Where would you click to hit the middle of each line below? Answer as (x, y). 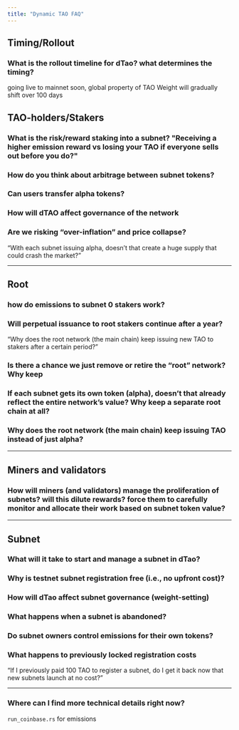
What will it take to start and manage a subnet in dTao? (104, 559)
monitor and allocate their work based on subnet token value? (116, 508)
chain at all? (28, 411)
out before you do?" (43, 155)
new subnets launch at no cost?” (55, 678)
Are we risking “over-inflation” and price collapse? (97, 232)
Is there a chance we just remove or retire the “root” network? (117, 366)
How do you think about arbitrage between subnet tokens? (111, 175)
